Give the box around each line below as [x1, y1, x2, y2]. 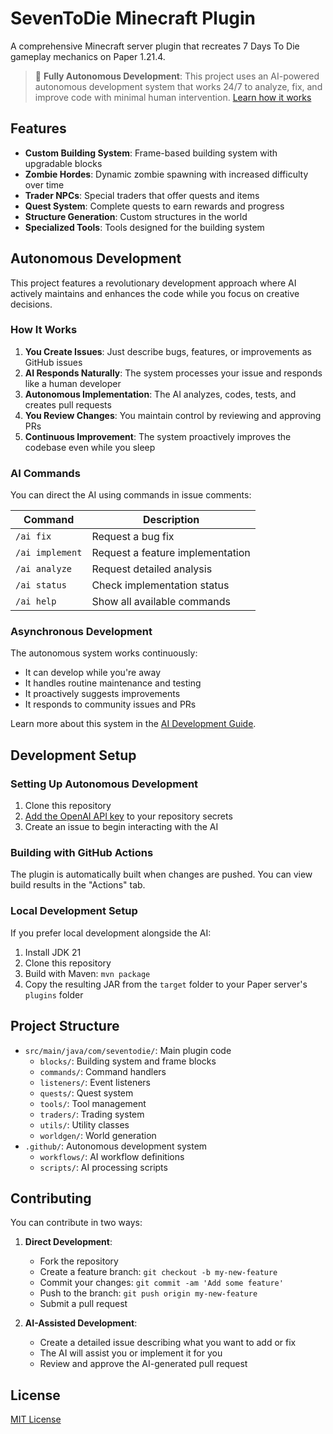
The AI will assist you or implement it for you [39, 1347, 223, 1359]
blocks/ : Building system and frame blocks [39, 1055, 217, 1067]
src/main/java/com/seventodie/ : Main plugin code [24, 1044, 232, 1056]
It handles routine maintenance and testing [24, 677, 202, 689]
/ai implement [15, 547, 83, 559]
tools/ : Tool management [39, 1097, 147, 1109]
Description [142, 513, 200, 527]
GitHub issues [24, 356, 83, 368]
